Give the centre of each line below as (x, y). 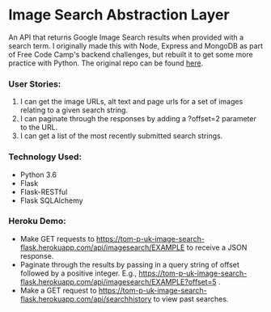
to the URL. (39, 128)
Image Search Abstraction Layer (119, 15)
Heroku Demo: (37, 221)
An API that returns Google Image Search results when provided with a (126, 37)
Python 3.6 (38, 175)
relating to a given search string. (74, 110)
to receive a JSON (217, 247)
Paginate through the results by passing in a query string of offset (130, 264)
